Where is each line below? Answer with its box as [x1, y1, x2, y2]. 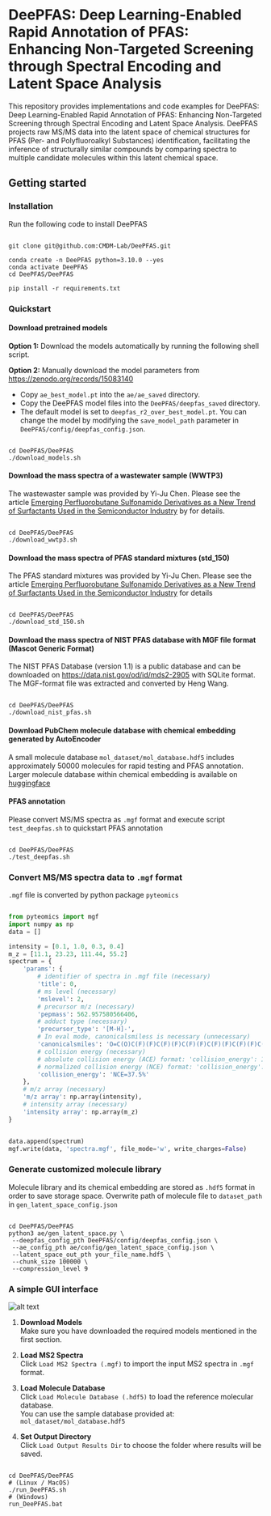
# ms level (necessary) [37, 987, 117, 996]
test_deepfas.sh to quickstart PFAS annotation [8, 823, 164, 833]
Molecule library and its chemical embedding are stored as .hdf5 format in [8, 1182, 256, 1191]
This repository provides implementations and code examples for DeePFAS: [8, 101, 260, 111]
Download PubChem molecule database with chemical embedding [8, 725, 236, 735]
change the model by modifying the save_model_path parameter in [19, 415, 240, 425]
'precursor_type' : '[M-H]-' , [37, 1026, 135, 1034]
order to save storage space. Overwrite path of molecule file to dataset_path [8, 1191, 263, 1200]
